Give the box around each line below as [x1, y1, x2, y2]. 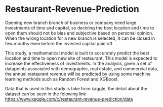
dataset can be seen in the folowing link [5, 91, 86, 97]
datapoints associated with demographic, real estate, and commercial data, [5, 65, 159, 72]
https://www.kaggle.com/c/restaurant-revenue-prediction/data [5, 96, 133, 102]
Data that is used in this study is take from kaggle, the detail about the [5, 85, 147, 91]
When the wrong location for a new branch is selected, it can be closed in [5, 35, 155, 41]
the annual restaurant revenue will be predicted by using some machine [5, 71, 151, 77]
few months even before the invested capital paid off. [5, 40, 114, 46]
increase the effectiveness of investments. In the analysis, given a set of [5, 60, 152, 66]
